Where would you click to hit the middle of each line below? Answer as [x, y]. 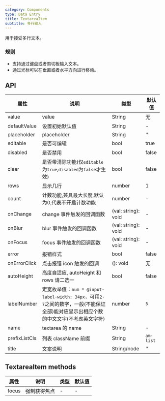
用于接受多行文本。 [25, 38]
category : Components [27, 10]
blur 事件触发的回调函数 [69, 228]
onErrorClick [22, 263]
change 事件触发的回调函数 [74, 215]
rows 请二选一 [58, 280]
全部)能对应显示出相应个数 [72, 311]
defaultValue [22, 126]
